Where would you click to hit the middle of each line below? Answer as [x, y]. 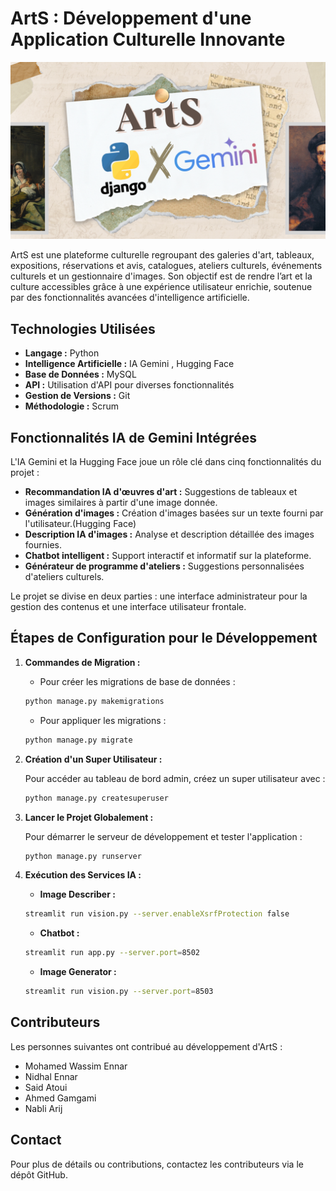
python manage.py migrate [78, 740]
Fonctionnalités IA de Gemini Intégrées [133, 437]
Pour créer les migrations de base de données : [137, 681]
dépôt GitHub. [39, 1174]
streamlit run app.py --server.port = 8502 [112, 953]
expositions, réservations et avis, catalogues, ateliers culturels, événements [166, 266]
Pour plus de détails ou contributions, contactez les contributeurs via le [157, 1164]
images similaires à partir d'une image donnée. [121, 503]
